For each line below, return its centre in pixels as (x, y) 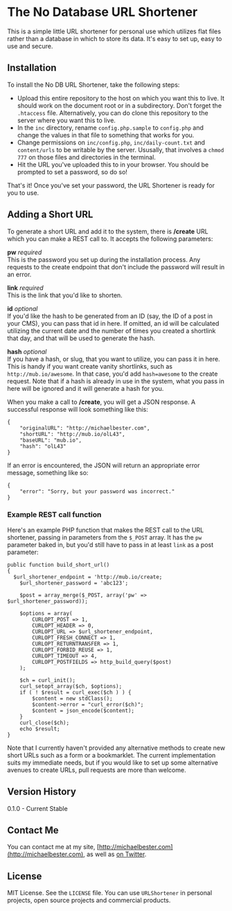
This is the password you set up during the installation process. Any (104, 259)
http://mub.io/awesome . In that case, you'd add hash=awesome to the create (113, 374)
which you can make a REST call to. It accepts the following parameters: (110, 239)
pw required (25, 252)
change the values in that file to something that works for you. (106, 135)
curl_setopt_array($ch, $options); (71, 686)
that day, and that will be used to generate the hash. (81, 338)
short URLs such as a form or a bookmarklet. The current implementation (111, 755)
